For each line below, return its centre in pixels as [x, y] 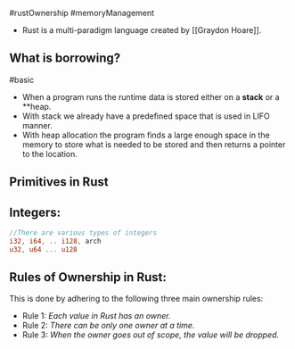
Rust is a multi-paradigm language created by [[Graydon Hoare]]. [142, 30]
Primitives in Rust [59, 182]
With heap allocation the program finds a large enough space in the [146, 135]
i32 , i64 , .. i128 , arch [55, 241]
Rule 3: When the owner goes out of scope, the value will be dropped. [150, 335]
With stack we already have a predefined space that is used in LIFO [146, 116]
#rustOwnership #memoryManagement [82, 13]
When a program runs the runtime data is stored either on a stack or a [151, 96]
